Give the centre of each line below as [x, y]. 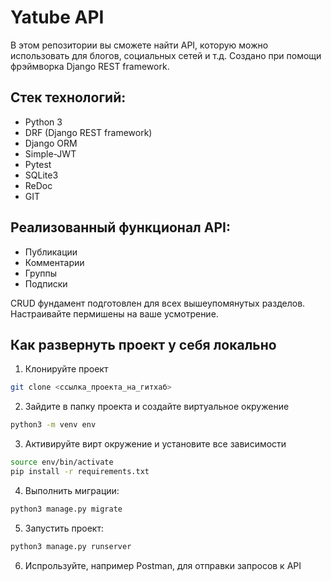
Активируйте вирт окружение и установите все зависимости [155, 444]
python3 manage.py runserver [71, 546]
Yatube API [57, 17]
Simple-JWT [50, 153]
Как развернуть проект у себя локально [143, 344]
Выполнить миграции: [72, 490]
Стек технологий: [68, 97]
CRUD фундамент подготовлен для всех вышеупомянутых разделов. [158, 303]
